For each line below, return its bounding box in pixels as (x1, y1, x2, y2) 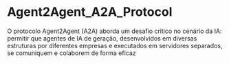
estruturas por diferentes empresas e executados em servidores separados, (7, 41, 223, 50)
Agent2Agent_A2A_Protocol (7, 4, 173, 20)
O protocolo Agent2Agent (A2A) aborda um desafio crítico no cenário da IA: (7, 27, 222, 35)
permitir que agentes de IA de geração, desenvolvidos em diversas (7, 34, 197, 42)
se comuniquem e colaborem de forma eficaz (7, 49, 136, 57)
